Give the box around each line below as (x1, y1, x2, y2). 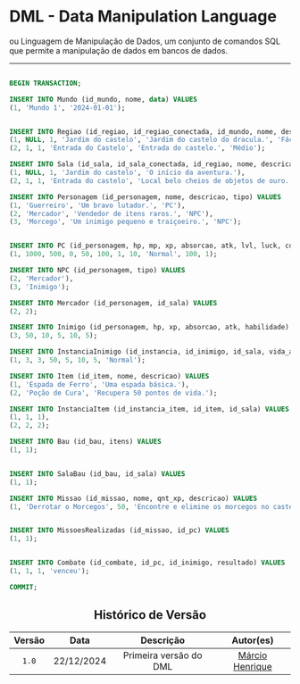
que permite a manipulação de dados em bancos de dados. (9, 45, 229, 55)
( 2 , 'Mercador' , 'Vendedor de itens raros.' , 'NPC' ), (9, 209, 214, 218)
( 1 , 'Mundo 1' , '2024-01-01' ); (9, 103, 126, 113)
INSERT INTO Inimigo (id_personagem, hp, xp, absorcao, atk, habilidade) (9, 323, 290, 332)
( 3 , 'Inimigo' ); (9, 282, 70, 291)
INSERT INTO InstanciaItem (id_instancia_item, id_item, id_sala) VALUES (9, 405, 290, 413)
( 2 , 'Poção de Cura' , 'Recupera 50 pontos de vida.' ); (9, 388, 218, 397)
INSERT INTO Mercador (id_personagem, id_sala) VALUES (9, 298, 218, 307)
